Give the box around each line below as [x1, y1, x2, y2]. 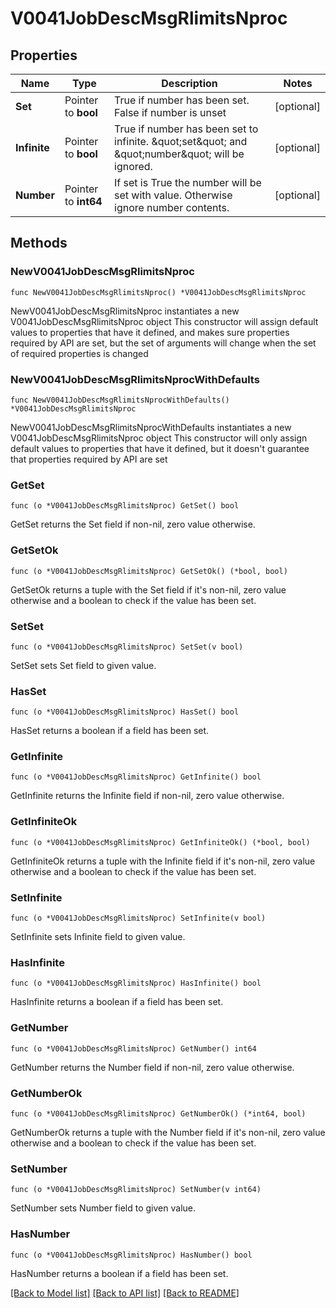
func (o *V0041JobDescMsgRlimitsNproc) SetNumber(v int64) [10, 1185, 262, 1195]
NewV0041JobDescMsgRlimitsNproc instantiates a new [10, 305, 240, 317]
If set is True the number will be [114, 176, 262, 189]
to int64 [64, 195, 103, 208]
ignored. [114, 160, 153, 173]
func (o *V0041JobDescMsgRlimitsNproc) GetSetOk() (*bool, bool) [10, 566, 288, 576]
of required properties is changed [10, 347, 149, 359]
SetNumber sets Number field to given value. [10, 1202, 196, 1214]
